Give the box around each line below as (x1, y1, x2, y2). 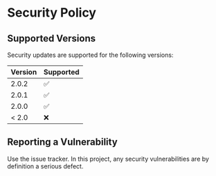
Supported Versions (7, 33, 96, 44)
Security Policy (7, 5, 97, 21)
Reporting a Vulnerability (7, 137, 118, 148)
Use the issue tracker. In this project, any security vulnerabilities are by (7, 155, 210, 163)
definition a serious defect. (7, 161, 84, 170)
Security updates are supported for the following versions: (7, 51, 174, 59)
